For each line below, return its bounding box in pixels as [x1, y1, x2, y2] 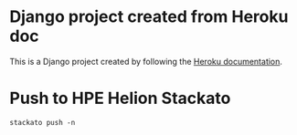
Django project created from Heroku [9, 6, 289, 27]
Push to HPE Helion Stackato [9, 88, 231, 109]
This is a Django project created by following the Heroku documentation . [9, 56, 283, 67]
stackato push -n [9, 118, 76, 127]
